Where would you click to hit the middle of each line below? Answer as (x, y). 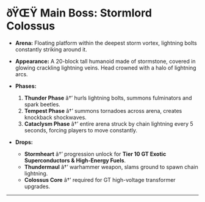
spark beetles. (42, 104)
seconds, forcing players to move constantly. (81, 130)
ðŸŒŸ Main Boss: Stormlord (79, 13)
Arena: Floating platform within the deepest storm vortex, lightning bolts (106, 43)
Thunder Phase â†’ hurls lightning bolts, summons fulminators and (108, 98)
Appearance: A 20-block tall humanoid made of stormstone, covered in (106, 61)
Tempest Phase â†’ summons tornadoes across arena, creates (103, 110)
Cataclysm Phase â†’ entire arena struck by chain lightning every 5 (109, 124)
